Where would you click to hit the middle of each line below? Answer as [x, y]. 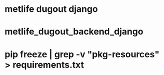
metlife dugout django [51, 9]
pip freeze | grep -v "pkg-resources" [82, 54]
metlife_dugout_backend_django [74, 32]
